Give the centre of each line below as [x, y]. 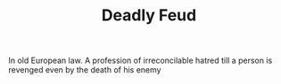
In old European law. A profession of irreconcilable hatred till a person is [140, 61]
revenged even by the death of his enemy [85, 70]
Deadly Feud [149, 15]
